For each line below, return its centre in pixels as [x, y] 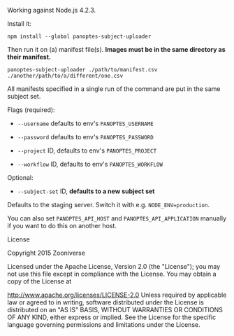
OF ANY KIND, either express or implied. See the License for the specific [112, 317]
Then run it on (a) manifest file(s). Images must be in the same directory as [116, 49]
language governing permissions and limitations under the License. [104, 324]
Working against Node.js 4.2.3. [52, 10]
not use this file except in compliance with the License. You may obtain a [112, 274]
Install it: [19, 23]
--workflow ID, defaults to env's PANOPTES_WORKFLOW [90, 164]
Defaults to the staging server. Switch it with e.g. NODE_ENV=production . [109, 205]
